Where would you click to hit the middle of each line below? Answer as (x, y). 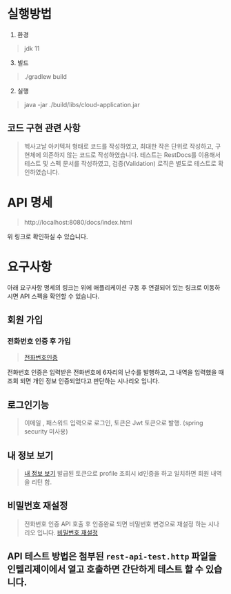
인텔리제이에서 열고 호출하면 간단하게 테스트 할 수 (105, 569)
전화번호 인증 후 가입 (39, 341)
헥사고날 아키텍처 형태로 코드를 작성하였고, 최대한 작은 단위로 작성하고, (119, 146)
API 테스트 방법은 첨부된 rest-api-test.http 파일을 (112, 556)
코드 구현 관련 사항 (44, 128)
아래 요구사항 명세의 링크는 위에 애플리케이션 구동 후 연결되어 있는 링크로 (104, 287)
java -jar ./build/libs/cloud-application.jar (82, 104)
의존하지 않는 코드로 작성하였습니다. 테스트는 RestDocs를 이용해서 (131, 155)
